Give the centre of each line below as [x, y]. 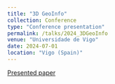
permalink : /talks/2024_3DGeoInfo [58, 33]
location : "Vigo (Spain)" [45, 53]
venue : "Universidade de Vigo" [53, 40]
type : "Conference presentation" [56, 27]
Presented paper [32, 72]
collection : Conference [42, 20]
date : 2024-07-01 [33, 46]
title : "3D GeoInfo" [38, 14]
